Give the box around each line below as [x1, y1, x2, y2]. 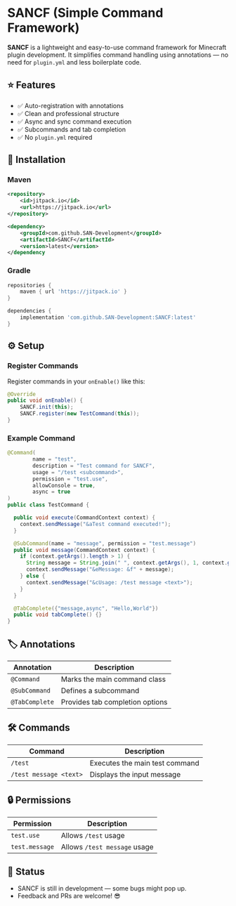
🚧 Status [7, 866, 46, 878]
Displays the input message [89, 769, 181, 779]
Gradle [7, 265, 31, 275]
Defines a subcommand [60, 686, 140, 696]
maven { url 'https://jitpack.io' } [20, 288, 128, 296]
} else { [20, 572, 46, 580]
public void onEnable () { [7, 397, 83, 405]
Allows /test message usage [60, 841, 154, 851]
